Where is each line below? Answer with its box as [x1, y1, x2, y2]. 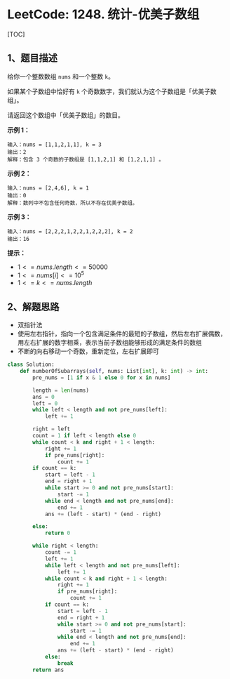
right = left [32, 426, 71, 433]
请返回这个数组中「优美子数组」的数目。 [7, 110, 124, 119]
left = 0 [32, 400, 58, 407]
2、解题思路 [7, 301, 60, 312]
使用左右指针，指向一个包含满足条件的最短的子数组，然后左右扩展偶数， [17, 329, 226, 338]
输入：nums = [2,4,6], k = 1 [7, 184, 90, 192]
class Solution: [7, 361, 55, 369]
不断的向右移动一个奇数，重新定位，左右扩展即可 [17, 347, 159, 355]
